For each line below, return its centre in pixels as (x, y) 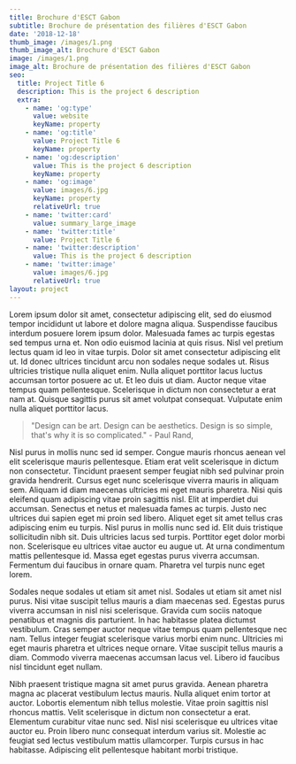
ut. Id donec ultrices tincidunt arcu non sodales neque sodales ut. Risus (139, 361)
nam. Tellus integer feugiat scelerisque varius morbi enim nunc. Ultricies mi (146, 638)
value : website (61, 116)
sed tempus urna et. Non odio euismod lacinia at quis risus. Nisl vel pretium (146, 343)
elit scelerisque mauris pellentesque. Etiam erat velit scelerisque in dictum (144, 461)
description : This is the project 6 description (108, 91)
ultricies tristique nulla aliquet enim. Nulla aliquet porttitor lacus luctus (136, 370)
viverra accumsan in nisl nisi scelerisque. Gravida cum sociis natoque (136, 610)
